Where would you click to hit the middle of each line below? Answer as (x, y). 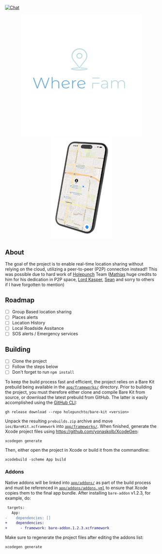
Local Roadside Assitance (38, 328)
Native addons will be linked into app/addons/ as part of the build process (78, 482)
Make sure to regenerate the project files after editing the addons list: (74, 537)
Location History (29, 323)
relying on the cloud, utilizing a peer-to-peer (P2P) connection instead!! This (81, 269)
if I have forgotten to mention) (35, 285)
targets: (16, 507)
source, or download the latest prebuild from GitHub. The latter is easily (76, 398)
